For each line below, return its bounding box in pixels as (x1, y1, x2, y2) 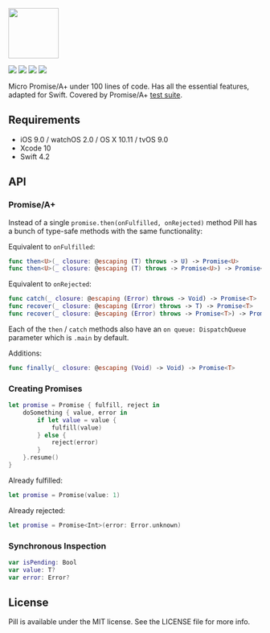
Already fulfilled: (8, 475, 63, 485)
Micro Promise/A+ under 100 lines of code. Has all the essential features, (8, 81, 250, 91)
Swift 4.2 (19, 151, 50, 161)
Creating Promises (8, 383, 83, 394)
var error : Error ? (8, 573, 70, 582)
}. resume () (22, 454, 59, 462)
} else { (37, 431, 67, 439)
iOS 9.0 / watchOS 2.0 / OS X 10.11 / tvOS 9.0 (19, 134, 169, 144)
